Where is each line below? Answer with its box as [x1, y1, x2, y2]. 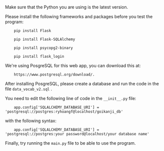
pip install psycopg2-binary [14, 46, 73, 50]
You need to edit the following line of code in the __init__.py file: [5, 96, 137, 101]
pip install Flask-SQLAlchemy [14, 37, 76, 42]
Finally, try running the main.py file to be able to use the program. [5, 140, 136, 146]
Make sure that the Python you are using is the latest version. [5, 4, 128, 10]
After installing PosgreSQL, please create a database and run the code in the [5, 81, 159, 86]
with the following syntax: [5, 118, 57, 124]
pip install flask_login [14, 54, 64, 59]
